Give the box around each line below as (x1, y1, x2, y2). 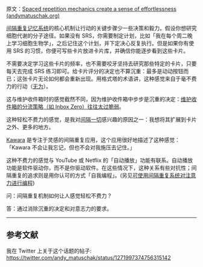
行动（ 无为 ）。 (16, 83, 51, 89)
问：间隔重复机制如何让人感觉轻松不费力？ (6, 192, 112, 199)
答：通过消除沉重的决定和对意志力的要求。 (6, 205, 112, 212)
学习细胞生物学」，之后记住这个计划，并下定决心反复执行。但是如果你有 (11, 40, 189, 47)
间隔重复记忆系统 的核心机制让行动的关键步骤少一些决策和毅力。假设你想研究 (6, 25, 197, 31)
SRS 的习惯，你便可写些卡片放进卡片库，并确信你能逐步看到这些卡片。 (13, 47, 189, 54)
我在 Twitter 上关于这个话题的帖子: (6, 247, 92, 254)
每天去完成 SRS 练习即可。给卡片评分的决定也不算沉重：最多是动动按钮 (6, 68, 184, 74)
